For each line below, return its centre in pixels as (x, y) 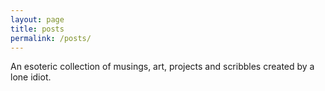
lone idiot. (31, 77)
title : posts (37, 29)
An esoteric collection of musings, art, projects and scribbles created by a (162, 67)
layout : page (37, 19)
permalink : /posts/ (51, 38)
